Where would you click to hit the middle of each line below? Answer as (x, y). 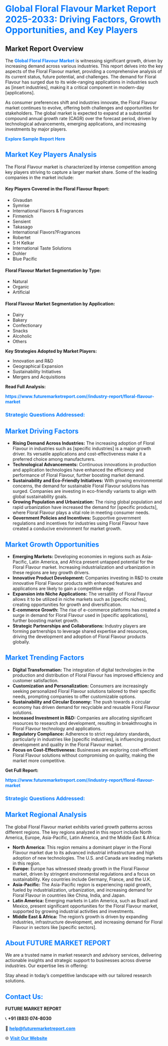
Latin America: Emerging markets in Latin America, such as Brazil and (85, 900)
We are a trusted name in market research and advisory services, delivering (83, 955)
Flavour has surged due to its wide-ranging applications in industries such (82, 82)
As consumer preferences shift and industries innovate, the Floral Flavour (81, 102)
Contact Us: (24, 997)
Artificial (21, 292)
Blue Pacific (25, 259)
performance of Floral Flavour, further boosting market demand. (79, 475)
